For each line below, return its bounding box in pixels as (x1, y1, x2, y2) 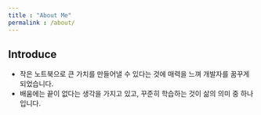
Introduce (8, 48, 57, 61)
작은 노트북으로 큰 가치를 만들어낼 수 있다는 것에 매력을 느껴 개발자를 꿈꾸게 (19, 70, 250, 79)
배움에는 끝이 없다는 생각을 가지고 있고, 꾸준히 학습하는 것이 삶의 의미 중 (19, 89, 239, 99)
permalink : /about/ (8, 19, 76, 27)
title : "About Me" (8, 11, 72, 20)
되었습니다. (19, 79, 54, 88)
